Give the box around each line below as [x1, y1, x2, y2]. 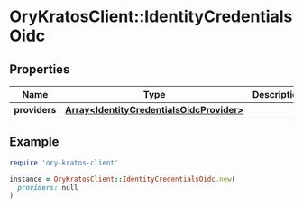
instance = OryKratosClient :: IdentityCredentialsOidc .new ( [9, 175, 236, 184]
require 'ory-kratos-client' [9, 158, 119, 167]
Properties [9, 61, 70, 77]
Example [9, 134, 60, 150]
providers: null [17, 183, 78, 192]
